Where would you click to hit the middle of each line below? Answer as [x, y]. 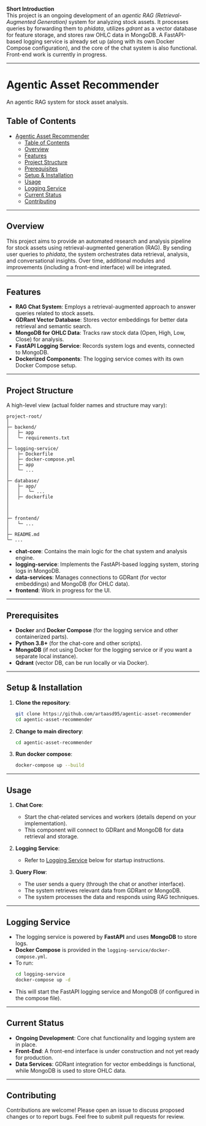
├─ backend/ [21, 427]
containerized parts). [42, 637]
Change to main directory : [49, 731]
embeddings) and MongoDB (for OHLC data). [72, 584]
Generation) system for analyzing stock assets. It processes [113, 22]
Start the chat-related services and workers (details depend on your [110, 817]
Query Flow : [31, 872]
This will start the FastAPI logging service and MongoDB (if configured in [107, 991]
